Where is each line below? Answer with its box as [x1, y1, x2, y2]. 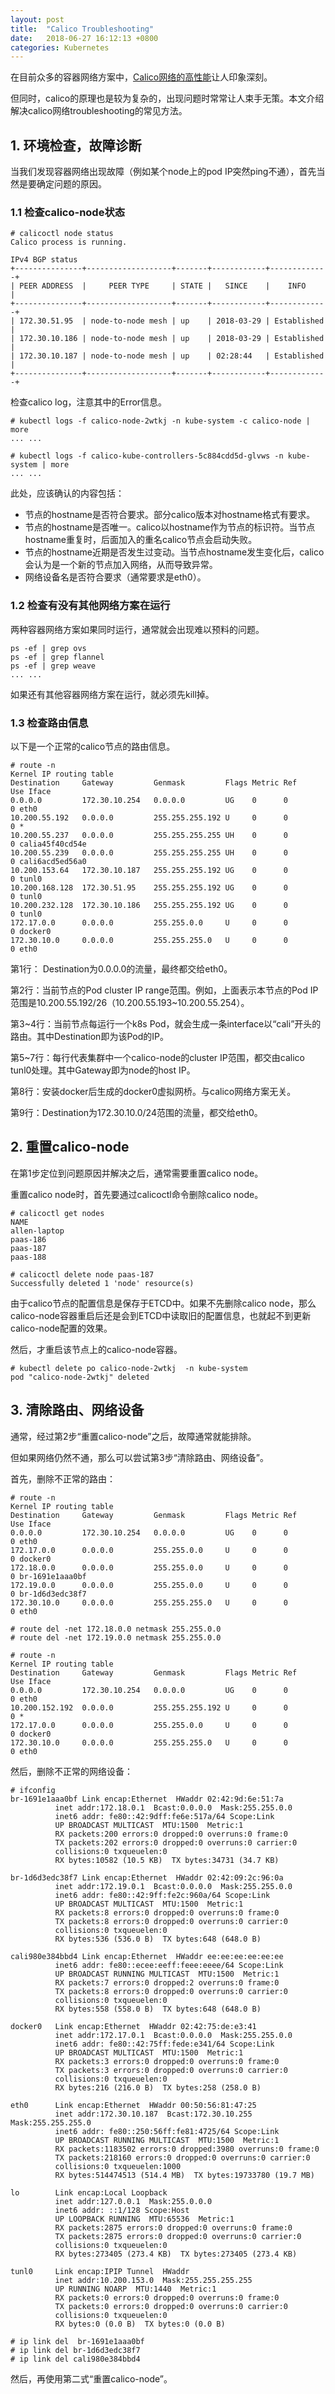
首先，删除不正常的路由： [10, 1472, 116, 1485]
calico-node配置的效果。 [10, 1322, 113, 1334]
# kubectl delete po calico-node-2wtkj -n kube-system [10, 1363, 248, 1373]
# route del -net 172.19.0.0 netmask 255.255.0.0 [10, 1632, 222, 1643]
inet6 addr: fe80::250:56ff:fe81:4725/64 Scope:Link [54, 2126, 280, 2136]
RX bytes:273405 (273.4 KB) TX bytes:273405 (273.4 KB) [54, 2249, 298, 2259]
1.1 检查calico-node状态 [10, 205, 126, 219]
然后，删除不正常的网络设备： [10, 1765, 133, 1777]
